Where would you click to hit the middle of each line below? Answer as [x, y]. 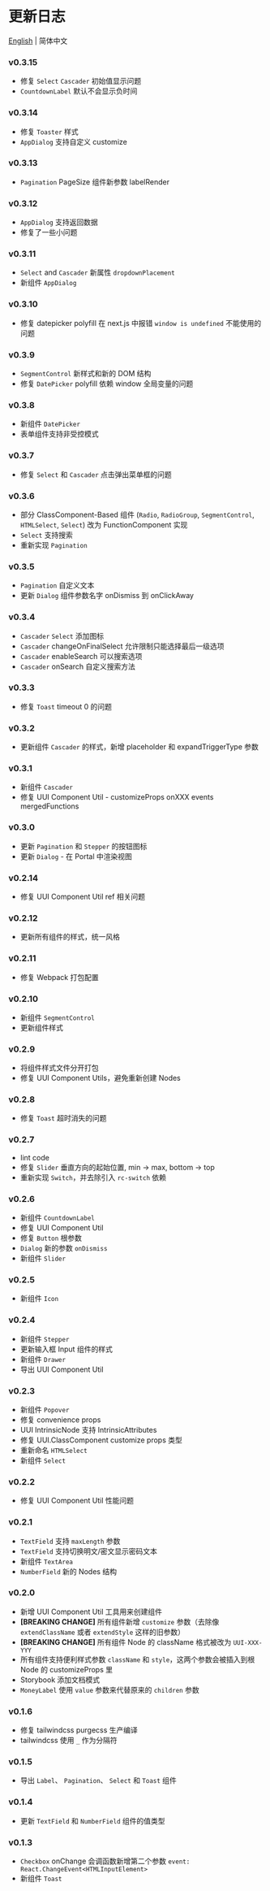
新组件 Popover [45, 1409]
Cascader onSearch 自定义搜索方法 [78, 666]
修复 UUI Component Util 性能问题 [77, 1501]
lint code [35, 1157]
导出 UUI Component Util [62, 1369]
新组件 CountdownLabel [57, 1218]
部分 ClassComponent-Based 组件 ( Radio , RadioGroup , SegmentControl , [137, 514]
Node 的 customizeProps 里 [66, 1669]
